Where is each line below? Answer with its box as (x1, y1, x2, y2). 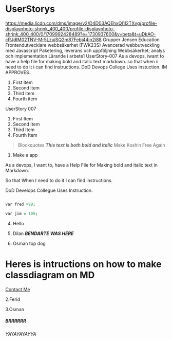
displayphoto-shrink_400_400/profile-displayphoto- (5, 25, 115, 31)
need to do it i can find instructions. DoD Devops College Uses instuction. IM (5, 64, 167, 70)
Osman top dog (12, 240, 46, 246)
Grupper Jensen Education (102, 37, 160, 43)
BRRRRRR (5, 318, 27, 324)
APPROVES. (5, 69, 31, 75)
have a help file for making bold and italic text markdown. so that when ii (5, 58, 159, 64)
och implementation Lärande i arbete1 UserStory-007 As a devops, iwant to (5, 52, 164, 59)
